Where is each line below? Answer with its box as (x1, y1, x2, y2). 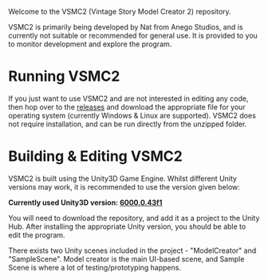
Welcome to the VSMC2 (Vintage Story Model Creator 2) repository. (8, 7, 231, 16)
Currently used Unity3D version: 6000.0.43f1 (8, 198, 163, 207)
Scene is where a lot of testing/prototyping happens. (8, 262, 182, 272)
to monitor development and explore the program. (8, 39, 172, 49)
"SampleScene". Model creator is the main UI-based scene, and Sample (8, 254, 245, 263)
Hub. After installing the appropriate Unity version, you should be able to (8, 222, 246, 231)
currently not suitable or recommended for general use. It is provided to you (8, 31, 258, 40)
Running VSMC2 (8, 67, 120, 86)
